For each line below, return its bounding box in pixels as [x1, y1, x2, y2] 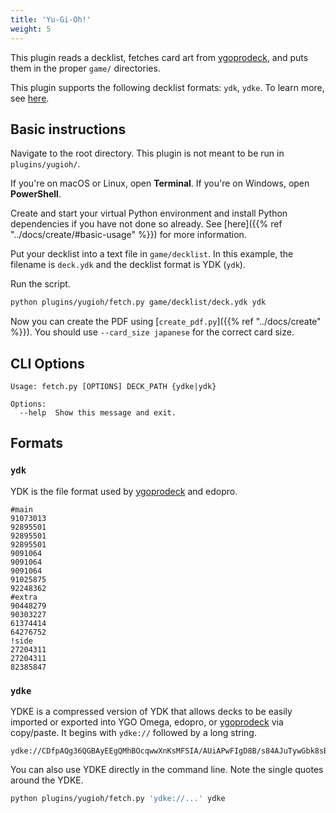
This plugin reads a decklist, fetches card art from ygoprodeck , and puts [10, 51, 309, 63]
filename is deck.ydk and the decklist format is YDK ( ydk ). [10, 259, 246, 271]
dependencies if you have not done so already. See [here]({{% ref [10, 218, 283, 230]
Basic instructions [10, 121, 127, 138]
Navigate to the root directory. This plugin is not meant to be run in [10, 147, 285, 160]
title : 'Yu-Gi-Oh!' [10, 14, 92, 25]
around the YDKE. [10, 774, 84, 786]
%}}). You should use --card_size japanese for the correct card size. [10, 326, 295, 338]
